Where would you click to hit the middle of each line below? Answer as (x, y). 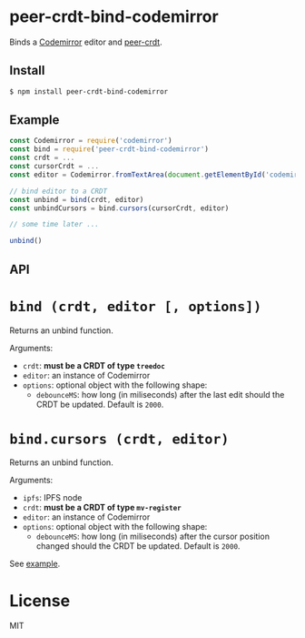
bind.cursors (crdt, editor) (119, 439)
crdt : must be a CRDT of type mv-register (102, 508)
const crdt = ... (42, 158)
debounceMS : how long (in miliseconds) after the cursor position (153, 537)
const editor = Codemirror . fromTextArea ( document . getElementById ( (138, 175)
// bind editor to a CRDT (58, 191)
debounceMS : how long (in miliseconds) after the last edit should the (160, 394)
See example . (35, 564)
